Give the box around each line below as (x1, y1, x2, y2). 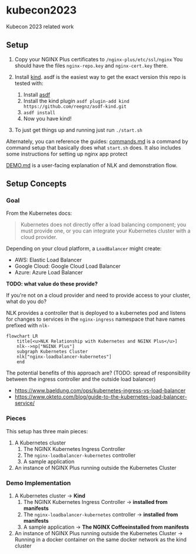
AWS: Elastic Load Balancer (14, 257, 82, 264)
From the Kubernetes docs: (6, 210, 72, 217)
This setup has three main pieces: (6, 427, 88, 434)
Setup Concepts (6, 179, 67, 189)
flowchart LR (6, 333, 38, 339)
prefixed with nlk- (6, 322, 50, 329)
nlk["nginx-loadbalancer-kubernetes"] (16, 354, 112, 360)
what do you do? (6, 298, 47, 305)
